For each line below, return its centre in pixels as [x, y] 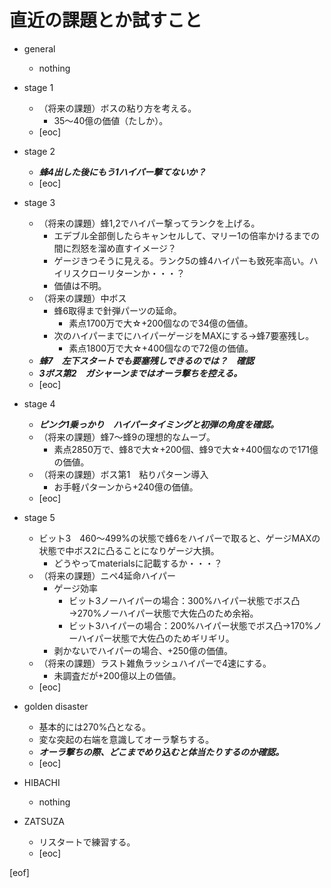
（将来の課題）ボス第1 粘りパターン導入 [123, 474]
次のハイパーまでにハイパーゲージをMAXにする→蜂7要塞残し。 [184, 335]
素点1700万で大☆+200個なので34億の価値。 [161, 323]
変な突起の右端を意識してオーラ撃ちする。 [126, 739]
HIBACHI [42, 782]
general [39, 48]
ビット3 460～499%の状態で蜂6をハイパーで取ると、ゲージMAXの [179, 538]
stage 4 [39, 403]
